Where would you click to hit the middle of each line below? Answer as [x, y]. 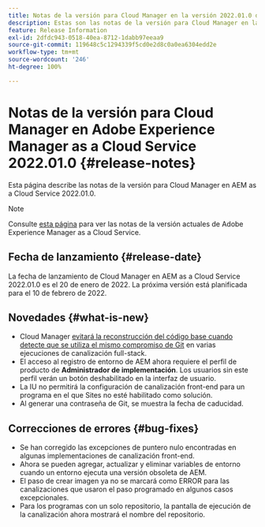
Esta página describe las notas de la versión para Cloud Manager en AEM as [132, 185]
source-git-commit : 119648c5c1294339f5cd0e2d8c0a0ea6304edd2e [112, 45]
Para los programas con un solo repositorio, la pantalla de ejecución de [135, 506]
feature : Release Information [58, 30]
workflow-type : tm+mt [44, 52]
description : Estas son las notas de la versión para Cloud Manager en [128, 23]
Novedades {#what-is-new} [79, 318]
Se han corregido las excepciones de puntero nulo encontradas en [128, 447]
